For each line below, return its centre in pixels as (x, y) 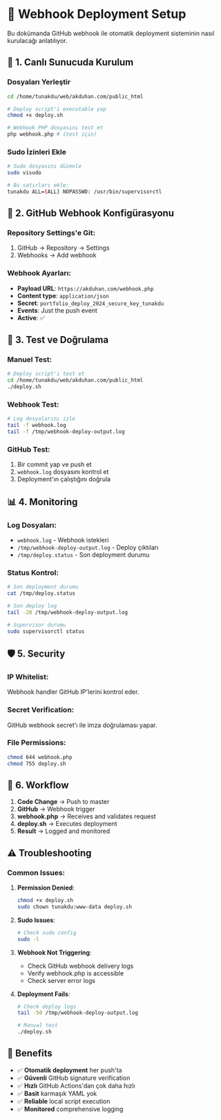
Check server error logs (61, 980)
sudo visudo (24, 173)
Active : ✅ (31, 318)
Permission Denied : (46, 888)
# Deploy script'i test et (46, 374)
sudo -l (28, 939)
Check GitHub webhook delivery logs (80, 966)
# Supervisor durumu (37, 625)
